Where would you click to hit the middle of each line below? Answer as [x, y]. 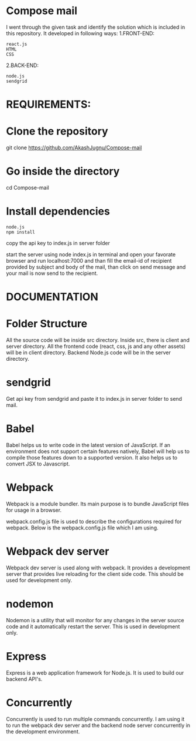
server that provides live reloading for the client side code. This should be [95, 574]
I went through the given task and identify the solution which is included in [96, 27]
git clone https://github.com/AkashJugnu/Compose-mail [74, 147]
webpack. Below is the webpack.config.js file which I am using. [82, 528]
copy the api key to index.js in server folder [58, 243]
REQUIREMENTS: [49, 105]
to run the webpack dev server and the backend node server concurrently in [98, 725]
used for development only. [39, 580]
